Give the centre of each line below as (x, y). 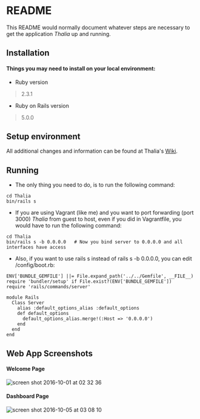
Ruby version (32, 82)
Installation (28, 53)
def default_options (43, 314)
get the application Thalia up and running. (58, 33)
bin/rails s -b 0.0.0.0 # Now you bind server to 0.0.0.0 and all (95, 242)
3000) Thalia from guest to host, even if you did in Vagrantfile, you (98, 219)
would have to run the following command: (68, 226)
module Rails (23, 298)
